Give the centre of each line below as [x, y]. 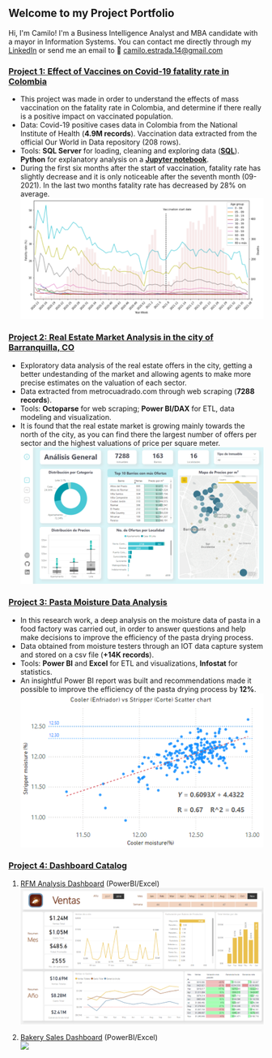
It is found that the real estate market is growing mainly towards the [132, 425]
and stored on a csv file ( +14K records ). [87, 654]
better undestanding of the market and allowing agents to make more [136, 374]
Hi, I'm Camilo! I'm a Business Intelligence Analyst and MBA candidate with [133, 32]
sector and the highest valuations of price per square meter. [120, 443]
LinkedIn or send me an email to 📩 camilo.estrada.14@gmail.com [116, 50]
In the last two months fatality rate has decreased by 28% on [145, 185]
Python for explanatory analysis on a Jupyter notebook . [114, 160]
